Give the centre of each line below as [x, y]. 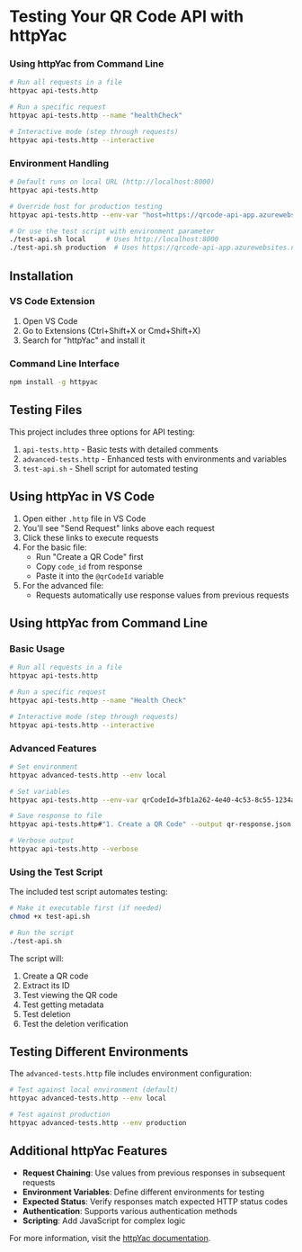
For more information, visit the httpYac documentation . [110, 1238]
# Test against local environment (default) [94, 1090]
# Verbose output [42, 841]
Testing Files [46, 410]
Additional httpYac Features [89, 1151]
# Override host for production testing [86, 206]
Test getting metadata [63, 1004]
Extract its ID [46, 985]
